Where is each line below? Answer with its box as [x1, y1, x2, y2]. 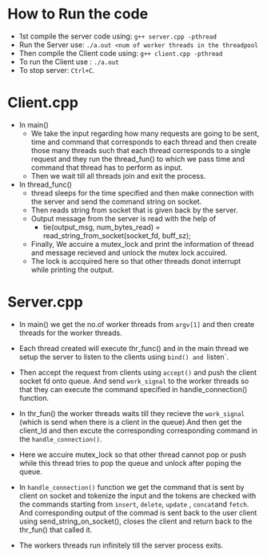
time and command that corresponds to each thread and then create [30, 137, 257, 147]
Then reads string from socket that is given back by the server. [30, 205, 238, 215]
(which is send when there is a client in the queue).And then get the [18, 417, 242, 427]
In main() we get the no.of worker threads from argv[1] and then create [18, 319, 255, 329]
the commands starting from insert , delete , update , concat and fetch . [18, 499, 249, 509]
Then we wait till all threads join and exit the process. [30, 171, 206, 180]
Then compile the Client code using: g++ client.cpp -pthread [18, 48, 223, 58]
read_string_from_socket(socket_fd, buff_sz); [42, 230, 191, 241]
